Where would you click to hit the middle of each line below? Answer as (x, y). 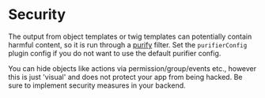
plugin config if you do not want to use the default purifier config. (115, 53)
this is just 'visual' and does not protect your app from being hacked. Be (125, 77)
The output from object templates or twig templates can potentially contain (130, 36)
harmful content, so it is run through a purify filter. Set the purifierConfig (128, 44)
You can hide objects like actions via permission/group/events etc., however (132, 68)
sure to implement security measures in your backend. (97, 85)
